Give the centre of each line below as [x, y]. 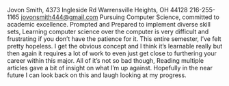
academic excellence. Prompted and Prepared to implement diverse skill [109, 24]
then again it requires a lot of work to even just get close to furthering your [112, 53]
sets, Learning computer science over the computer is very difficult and [108, 31]
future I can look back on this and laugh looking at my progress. [97, 75]
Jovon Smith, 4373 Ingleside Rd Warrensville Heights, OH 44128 [97, 10]
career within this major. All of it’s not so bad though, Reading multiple [105, 60]
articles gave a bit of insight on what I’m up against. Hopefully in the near [110, 68]
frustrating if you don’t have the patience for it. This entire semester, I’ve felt [114, 39]
